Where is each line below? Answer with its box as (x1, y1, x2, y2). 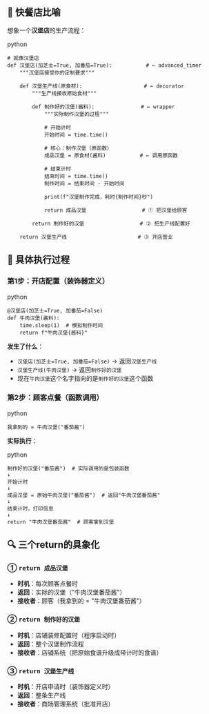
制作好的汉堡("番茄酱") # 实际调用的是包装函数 (7, 465, 130, 472)
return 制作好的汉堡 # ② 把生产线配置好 (32, 220, 191, 227)
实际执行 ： (7, 437, 38, 445)
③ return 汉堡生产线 (7, 666, 74, 675)
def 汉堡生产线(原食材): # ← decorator (19, 82, 185, 90)
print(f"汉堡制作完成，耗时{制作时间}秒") (43, 193, 154, 200)
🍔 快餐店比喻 (7, 6, 61, 19)
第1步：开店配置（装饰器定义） (7, 277, 110, 286)
